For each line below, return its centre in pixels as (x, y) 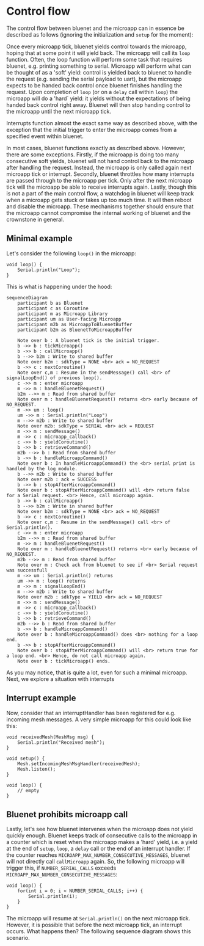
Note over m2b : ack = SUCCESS (57, 479)
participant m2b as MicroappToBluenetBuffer (75, 324)
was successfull (27, 570)
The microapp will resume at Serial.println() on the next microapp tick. (98, 919)
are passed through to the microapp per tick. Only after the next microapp (99, 180)
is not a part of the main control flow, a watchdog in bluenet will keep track (100, 193)
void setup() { (26, 759)
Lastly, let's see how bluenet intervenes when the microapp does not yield (100, 829)
